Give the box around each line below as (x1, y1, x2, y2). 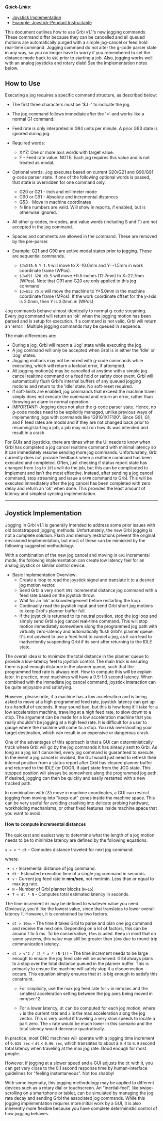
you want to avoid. (5, 810, 42, 816)
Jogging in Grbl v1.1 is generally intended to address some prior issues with (5, 522, 156, 528)
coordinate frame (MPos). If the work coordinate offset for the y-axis (19, 293, 157, 299)
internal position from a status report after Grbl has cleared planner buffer (5, 759, 152, 766)
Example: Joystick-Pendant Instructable (12, 20, 92, 26)
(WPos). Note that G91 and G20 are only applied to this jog (19, 278, 137, 284)
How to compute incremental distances (5, 821, 86, 827)
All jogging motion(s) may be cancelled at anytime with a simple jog (12, 368, 147, 374)
